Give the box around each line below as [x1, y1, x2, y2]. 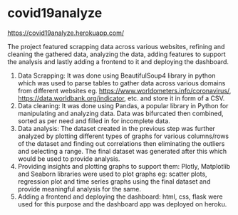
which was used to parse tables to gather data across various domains [17, 78, 226, 87]
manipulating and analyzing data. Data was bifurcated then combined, [17, 109, 224, 117]
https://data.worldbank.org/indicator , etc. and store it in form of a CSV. [17, 94, 225, 103]
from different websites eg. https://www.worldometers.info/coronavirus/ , [17, 86, 232, 95]
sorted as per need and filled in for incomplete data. [17, 116, 171, 125]
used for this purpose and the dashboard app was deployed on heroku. [17, 199, 227, 208]
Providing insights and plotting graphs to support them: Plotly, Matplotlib [17, 162, 230, 170]
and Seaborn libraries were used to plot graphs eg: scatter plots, [17, 169, 208, 178]
